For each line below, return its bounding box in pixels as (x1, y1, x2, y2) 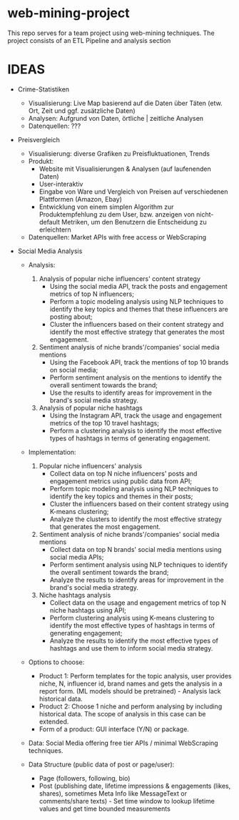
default (39, 217, 61, 226)
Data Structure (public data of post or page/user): (28, 760, 175, 769)
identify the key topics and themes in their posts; (49, 492, 193, 500)
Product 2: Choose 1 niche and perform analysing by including (39, 702, 223, 711)
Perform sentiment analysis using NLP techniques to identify (49, 560, 228, 569)
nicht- (195, 209, 214, 219)
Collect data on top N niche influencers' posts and (49, 469, 198, 478)
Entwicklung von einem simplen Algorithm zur (39, 202, 174, 211)
